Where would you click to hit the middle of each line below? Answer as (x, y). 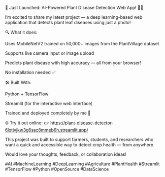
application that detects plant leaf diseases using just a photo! (68, 22)
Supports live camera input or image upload (50, 53)
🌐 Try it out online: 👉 (27, 123)
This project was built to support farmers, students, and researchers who (79, 140)
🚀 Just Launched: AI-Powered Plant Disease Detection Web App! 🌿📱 (74, 8)
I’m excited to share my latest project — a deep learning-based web (74, 17)
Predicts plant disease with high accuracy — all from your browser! (73, 63)
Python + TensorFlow (27, 94)
